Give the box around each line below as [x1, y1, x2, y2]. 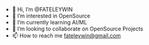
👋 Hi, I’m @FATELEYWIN [12, 6, 73, 13]
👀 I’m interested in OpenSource [12, 12, 91, 19]
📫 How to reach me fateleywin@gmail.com [12, 32, 121, 39]
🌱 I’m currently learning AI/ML [12, 19, 87, 26]
